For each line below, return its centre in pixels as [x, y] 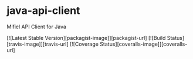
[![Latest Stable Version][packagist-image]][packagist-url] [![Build [86, 38]
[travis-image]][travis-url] [38, 44]
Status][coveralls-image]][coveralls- [144, 44]
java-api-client [43, 11]
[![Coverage [84, 44]
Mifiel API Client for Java [37, 27]
